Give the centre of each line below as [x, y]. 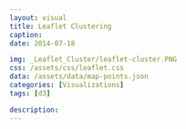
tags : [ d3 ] [30, 93]
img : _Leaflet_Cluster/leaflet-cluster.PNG [93, 60]
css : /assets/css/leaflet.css [67, 68]
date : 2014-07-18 [42, 43]
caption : [26, 35]
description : [34, 110]
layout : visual [38, 18]
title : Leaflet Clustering [61, 26]
